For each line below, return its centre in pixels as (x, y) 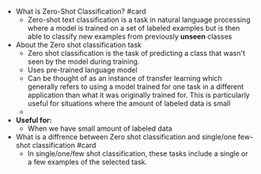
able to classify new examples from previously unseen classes (130, 36)
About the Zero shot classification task (79, 45)
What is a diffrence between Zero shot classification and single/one (126, 137)
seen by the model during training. (83, 61)
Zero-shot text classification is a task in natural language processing (139, 20)
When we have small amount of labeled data (100, 128)
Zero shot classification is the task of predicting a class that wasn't (136, 53)
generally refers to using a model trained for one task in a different (136, 87)
